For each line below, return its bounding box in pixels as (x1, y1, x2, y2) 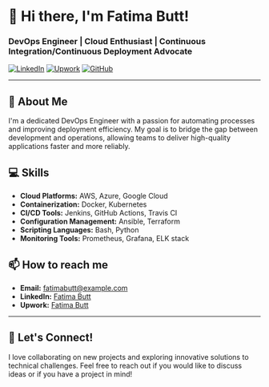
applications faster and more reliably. (8, 142, 130, 151)
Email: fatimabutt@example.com (19, 283, 128, 292)
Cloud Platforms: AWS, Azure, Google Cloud (19, 191, 168, 201)
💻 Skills (8, 166, 50, 179)
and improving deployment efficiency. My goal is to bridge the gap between (8, 124, 259, 135)
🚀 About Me (8, 95, 68, 108)
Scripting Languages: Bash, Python (19, 225, 139, 235)
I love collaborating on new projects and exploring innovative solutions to (8, 352, 250, 361)
